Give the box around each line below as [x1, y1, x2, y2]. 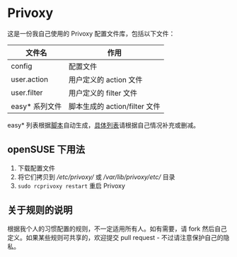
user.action [11, 74, 48, 84]
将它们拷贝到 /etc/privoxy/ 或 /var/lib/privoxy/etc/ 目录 [17, 172, 175, 181]
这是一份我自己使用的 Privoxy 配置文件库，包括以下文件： [7, 29, 175, 38]
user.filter [11, 87, 43, 97]
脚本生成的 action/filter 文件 [68, 101, 161, 111]
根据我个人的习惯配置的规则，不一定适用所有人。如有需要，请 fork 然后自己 [7, 224, 228, 233]
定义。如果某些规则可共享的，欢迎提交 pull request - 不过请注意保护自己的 [7, 233, 224, 241]
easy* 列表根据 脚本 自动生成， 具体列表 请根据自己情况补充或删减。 [7, 120, 200, 129]
